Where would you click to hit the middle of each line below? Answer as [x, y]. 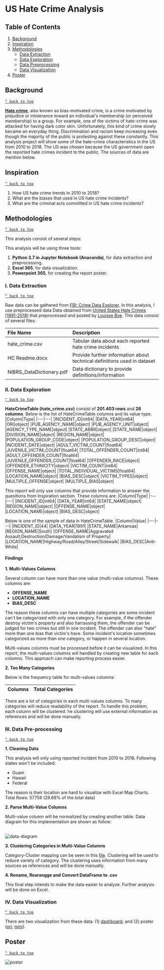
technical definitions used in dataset [114, 361]
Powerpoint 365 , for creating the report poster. [60, 273]
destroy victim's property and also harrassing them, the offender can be [78, 623]
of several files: [20, 320]
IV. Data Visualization [31, 902]
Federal [20, 783]
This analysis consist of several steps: [43, 239]
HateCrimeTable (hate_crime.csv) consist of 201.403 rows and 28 [73, 409]
